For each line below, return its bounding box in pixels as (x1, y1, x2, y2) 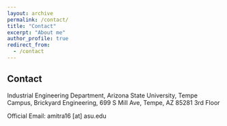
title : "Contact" (7, 22, 57, 29)
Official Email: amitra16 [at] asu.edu (7, 112, 107, 120)
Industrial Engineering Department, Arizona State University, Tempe (7, 91, 198, 99)
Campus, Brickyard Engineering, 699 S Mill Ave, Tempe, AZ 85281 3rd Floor (7, 98, 220, 106)
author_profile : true (7, 35, 69, 42)
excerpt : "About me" (7, 29, 66, 36)
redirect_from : (7, 42, 51, 48)
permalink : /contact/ (7, 16, 69, 23)
